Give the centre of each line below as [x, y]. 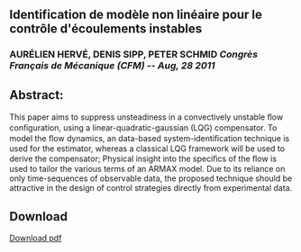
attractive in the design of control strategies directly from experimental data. [151, 188]
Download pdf [36, 238]
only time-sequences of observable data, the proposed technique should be [151, 178]
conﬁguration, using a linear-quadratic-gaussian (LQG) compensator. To [143, 128]
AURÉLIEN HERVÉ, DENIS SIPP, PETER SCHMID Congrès [134, 55]
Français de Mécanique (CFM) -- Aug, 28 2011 [112, 66]
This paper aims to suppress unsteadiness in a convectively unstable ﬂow [146, 117]
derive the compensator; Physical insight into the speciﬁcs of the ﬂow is [143, 159]
